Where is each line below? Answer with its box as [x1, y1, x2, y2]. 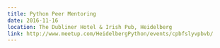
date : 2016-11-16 [7, 17, 59, 24]
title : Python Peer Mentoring [7, 10, 97, 18]
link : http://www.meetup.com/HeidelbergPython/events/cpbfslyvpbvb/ [7, 30, 214, 37]
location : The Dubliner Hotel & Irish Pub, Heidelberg [7, 23, 173, 30]
